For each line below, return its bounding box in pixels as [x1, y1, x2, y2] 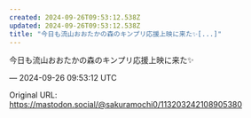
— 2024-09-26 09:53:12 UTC [9, 73, 117, 83]
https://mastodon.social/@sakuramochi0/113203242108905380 [9, 99, 242, 110]
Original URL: [9, 90, 58, 100]
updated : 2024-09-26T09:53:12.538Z [9, 21, 141, 30]
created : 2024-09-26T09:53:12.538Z [9, 12, 141, 22]
